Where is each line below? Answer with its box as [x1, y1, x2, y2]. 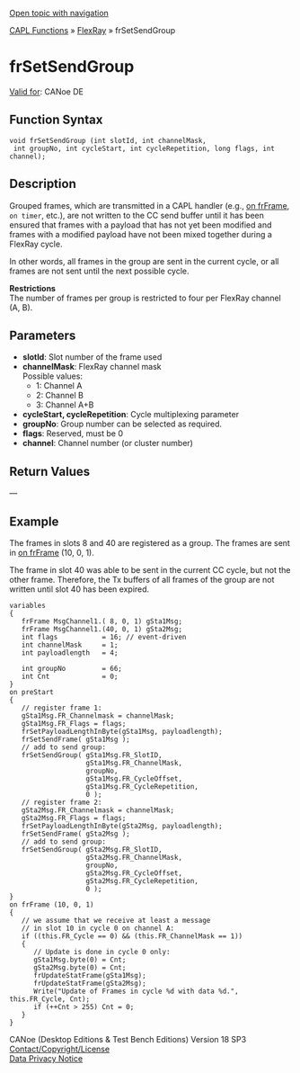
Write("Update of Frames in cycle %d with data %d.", [32, 987, 240, 996]
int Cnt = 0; [21, 672, 119, 681]
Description [9, 176, 76, 192]
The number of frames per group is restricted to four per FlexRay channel [9, 292, 281, 303]
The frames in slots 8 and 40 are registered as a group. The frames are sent [9, 538, 290, 548]
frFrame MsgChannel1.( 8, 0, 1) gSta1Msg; [21, 617, 182, 626]
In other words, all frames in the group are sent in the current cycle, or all [9, 255, 279, 266]
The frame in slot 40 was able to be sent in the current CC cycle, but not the [9, 565, 291, 575]
